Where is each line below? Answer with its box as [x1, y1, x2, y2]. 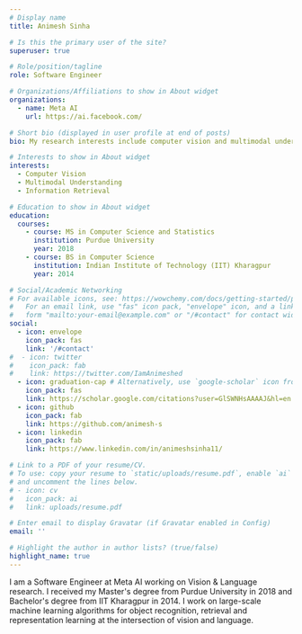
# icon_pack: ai [9, 494, 78, 504]
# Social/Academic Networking [9, 285, 123, 295]
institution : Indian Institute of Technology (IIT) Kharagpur [32, 261, 271, 270]
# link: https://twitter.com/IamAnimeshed [9, 370, 182, 379]
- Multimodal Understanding [17, 178, 123, 187]
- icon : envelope [17, 327, 83, 336]
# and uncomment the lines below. [9, 478, 139, 487]
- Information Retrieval [17, 186, 111, 195]
